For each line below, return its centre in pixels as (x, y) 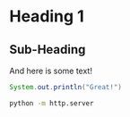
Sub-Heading (48, 50)
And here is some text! (51, 71)
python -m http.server (52, 103)
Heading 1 (47, 17)
